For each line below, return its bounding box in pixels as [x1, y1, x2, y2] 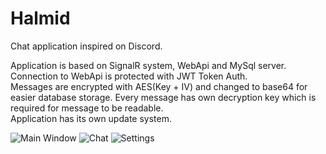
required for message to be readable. [10, 102, 164, 114]
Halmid [10, 7, 71, 30]
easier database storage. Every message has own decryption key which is [10, 91, 317, 103]
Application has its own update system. [10, 112, 172, 124]
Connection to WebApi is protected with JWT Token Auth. [10, 70, 248, 82]
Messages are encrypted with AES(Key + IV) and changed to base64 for [10, 80, 308, 92]
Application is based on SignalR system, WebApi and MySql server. [10, 59, 287, 71]
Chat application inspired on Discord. [10, 40, 163, 52]
